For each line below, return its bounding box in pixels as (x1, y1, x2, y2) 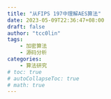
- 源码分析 (20, 49, 47, 56)
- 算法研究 (20, 62, 47, 69)
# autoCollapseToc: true (7, 75, 80, 82)
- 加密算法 (20, 43, 47, 49)
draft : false (7, 23, 45, 30)
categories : (7, 56, 42, 63)
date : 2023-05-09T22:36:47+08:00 (7, 17, 105, 24)
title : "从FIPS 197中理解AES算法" (7, 10, 101, 17)
